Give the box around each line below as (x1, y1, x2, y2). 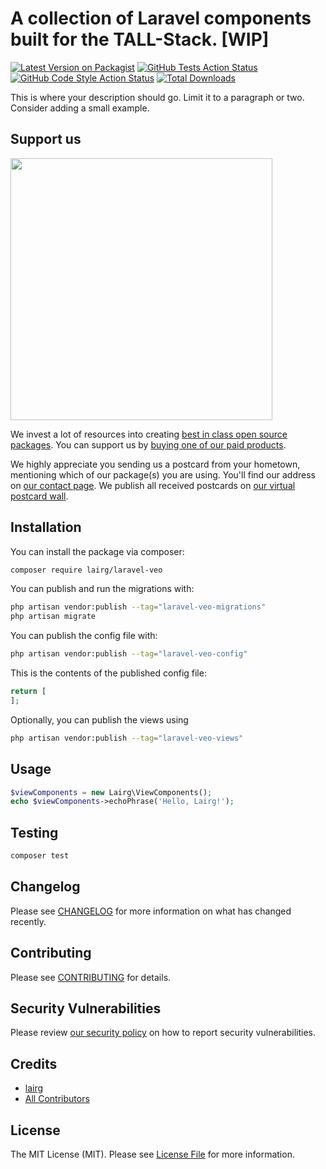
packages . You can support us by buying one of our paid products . (10, 438, 287, 451)
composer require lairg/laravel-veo (10, 565, 163, 575)
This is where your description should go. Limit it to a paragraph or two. (10, 91, 305, 103)
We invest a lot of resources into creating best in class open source (10, 428, 288, 440)
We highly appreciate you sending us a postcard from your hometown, (10, 458, 301, 470)
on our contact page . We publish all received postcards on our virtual (10, 479, 296, 491)
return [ (10, 687, 47, 697)
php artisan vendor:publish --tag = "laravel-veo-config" (10, 649, 248, 659)
